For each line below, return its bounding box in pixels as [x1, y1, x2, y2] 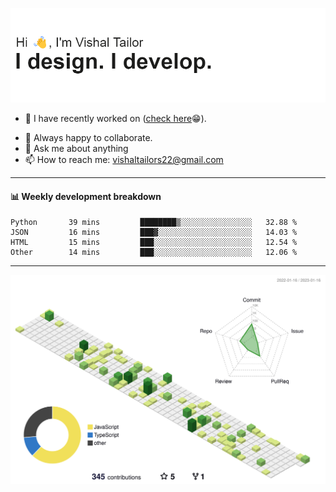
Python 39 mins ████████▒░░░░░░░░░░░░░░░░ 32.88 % [10, 218, 298, 228]
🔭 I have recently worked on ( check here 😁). [24, 113, 207, 125]
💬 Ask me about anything [24, 143, 129, 155]
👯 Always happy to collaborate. [24, 132, 153, 144]
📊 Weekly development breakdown [10, 190, 162, 202]
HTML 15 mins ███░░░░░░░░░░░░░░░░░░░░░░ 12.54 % [10, 238, 298, 248]
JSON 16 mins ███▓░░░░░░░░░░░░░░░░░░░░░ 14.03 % [10, 228, 298, 238]
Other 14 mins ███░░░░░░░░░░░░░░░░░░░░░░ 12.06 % [10, 248, 298, 258]
